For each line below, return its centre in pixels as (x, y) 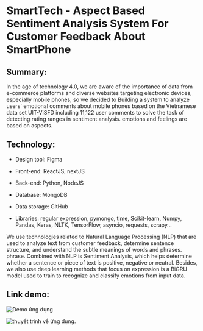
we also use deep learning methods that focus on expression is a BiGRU (97, 269)
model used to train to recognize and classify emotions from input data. (96, 276)
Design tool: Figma (39, 159)
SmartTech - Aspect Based (76, 11)
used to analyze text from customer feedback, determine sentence (90, 243)
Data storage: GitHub (41, 206)
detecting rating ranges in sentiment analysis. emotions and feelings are (97, 119)
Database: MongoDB (41, 194)
